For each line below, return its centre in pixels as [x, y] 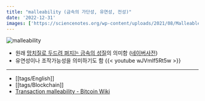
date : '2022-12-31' [31, 18]
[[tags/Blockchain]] [39, 85]
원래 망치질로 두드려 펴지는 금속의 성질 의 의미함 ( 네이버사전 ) [86, 53]
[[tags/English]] [35, 78]
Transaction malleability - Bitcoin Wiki [63, 91]
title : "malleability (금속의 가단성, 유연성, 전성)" [69, 12]
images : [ [19, 23]
